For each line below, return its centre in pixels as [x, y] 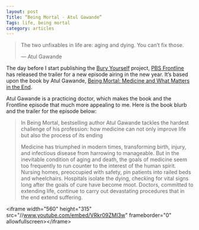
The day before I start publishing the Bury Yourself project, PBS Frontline [95, 68]
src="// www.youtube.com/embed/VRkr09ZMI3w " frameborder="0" [89, 215]
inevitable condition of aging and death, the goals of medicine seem [104, 160]
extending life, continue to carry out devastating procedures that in [103, 191]
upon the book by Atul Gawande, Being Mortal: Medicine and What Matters [98, 81]
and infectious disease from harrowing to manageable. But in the [100, 153]
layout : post [22, 12]
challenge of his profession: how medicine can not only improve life [103, 129]
